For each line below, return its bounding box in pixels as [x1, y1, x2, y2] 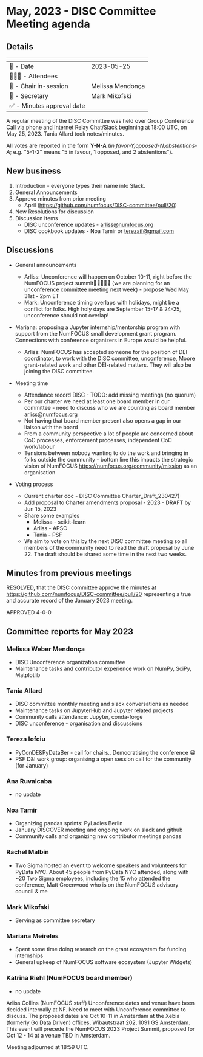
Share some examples [24, 511, 80, 519]
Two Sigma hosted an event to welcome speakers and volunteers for [15, 862, 187, 869]
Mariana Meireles [6, 932, 59, 940]
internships [15, 952, 44, 959]
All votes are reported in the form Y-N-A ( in [6, 142, 115, 149]
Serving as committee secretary [15, 917, 95, 924]
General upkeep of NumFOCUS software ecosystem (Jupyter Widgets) [15, 958, 193, 966]
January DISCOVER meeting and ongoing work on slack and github [15, 826, 183, 834]
